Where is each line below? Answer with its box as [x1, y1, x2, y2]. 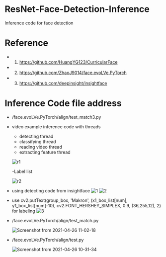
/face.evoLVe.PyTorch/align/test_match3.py [11, 114, 101, 120]
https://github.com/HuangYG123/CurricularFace [19, 59, 118, 65]
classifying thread [19, 138, 56, 145]
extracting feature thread [19, 149, 71, 155]
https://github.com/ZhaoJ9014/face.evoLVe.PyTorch [19, 70, 127, 76]
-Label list [11, 168, 33, 174]
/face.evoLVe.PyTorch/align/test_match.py [11, 217, 99, 223]
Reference [4, 37, 48, 49]
